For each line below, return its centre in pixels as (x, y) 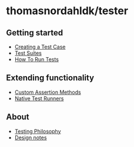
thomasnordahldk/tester (67, 11)
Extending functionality (50, 78)
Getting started (35, 33)
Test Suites (28, 53)
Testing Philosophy (38, 131)
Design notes (31, 138)
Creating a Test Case (40, 47)
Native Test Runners (39, 98)
